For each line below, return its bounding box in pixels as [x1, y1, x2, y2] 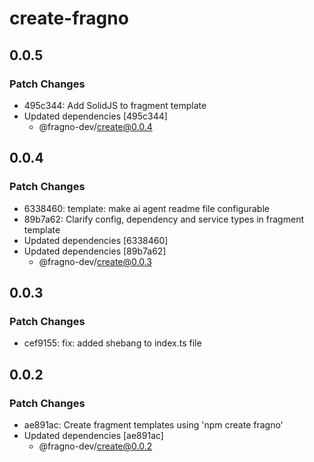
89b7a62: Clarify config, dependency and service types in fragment [23, 213, 304, 225]
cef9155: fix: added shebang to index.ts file [23, 337, 202, 349]
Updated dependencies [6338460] [23, 234, 169, 246]
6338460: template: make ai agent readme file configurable [23, 202, 270, 214]
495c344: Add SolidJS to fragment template [23, 99, 207, 111]
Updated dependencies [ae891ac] [23, 429, 164, 441]
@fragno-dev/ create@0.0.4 [38, 120, 153, 132]
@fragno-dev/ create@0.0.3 [38, 255, 152, 267]
